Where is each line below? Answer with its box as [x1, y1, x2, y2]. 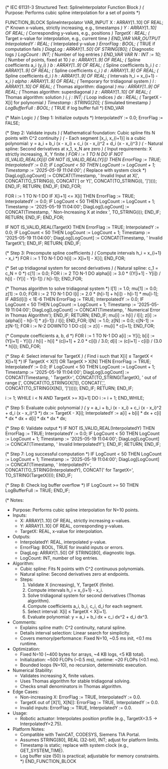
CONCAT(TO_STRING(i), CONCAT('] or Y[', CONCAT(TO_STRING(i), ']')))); [5, 178, 157, 184]
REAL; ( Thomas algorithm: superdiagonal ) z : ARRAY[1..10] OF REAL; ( [5, 89, 151, 95]
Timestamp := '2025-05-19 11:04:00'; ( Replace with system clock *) [5, 167, 146, 173]
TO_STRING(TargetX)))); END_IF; [5, 473, 73, 478]
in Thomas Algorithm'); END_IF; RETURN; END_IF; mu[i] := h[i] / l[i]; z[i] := [5, 312, 157, 318]
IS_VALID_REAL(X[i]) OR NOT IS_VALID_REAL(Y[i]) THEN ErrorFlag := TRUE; [5, 157, 161, 163]
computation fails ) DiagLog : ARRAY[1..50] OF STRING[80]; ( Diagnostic [5, 46, 154, 52]
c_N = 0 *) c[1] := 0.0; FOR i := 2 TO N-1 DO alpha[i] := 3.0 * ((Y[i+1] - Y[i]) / [5, 270, 161, 276]
